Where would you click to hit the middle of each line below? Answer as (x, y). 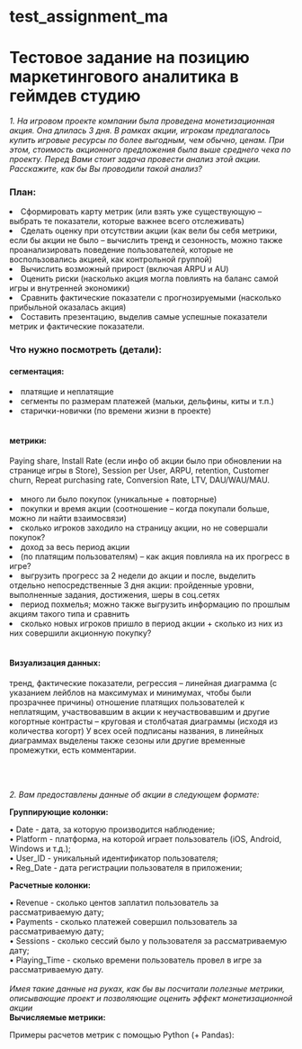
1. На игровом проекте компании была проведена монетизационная (142, 121)
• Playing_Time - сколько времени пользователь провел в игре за (136, 960)
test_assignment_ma (89, 17)
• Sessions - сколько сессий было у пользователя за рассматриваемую (148, 940)
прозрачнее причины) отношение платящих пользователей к (127, 702)
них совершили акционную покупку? (80, 633)
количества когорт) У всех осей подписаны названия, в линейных (136, 730)
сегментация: (37, 371)
